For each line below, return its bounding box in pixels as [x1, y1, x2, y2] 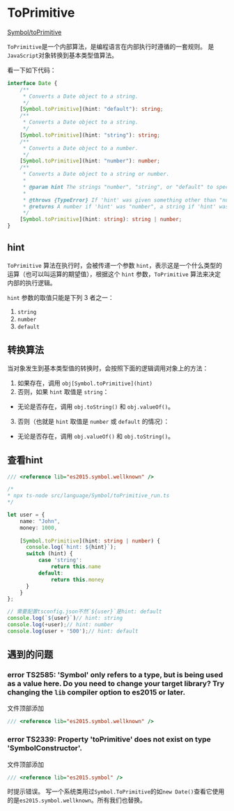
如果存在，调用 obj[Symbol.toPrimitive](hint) [17, 379, 153, 387]
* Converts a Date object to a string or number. [22, 171, 170, 178]
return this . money [51, 576, 104, 583]
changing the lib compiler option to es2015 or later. [7, 688, 186, 697]
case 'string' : [38, 556, 82, 564]
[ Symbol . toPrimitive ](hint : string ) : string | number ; [19, 216, 182, 223]
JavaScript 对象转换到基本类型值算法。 [7, 51, 118, 59]
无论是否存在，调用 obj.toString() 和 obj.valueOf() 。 [17, 402, 174, 411]
